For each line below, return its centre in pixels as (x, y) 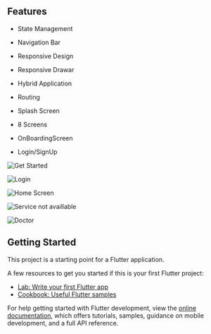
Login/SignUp (37, 152)
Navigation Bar (39, 42)
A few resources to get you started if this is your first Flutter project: (105, 273)
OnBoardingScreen (45, 138)
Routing (29, 97)
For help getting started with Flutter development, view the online (102, 308)
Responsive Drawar (46, 69)
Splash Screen (38, 111)
